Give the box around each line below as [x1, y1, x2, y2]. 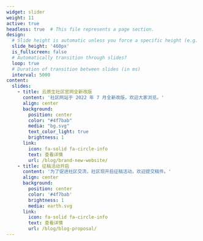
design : [6, 32, 26, 38]
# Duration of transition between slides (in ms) [12, 66, 141, 72]
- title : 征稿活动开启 [17, 163, 70, 169]
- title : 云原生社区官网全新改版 [17, 89, 92, 95]
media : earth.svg [28, 203, 72, 209]
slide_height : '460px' [12, 44, 70, 50]
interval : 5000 [12, 72, 51, 78]
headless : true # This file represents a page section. [6, 26, 155, 33]
